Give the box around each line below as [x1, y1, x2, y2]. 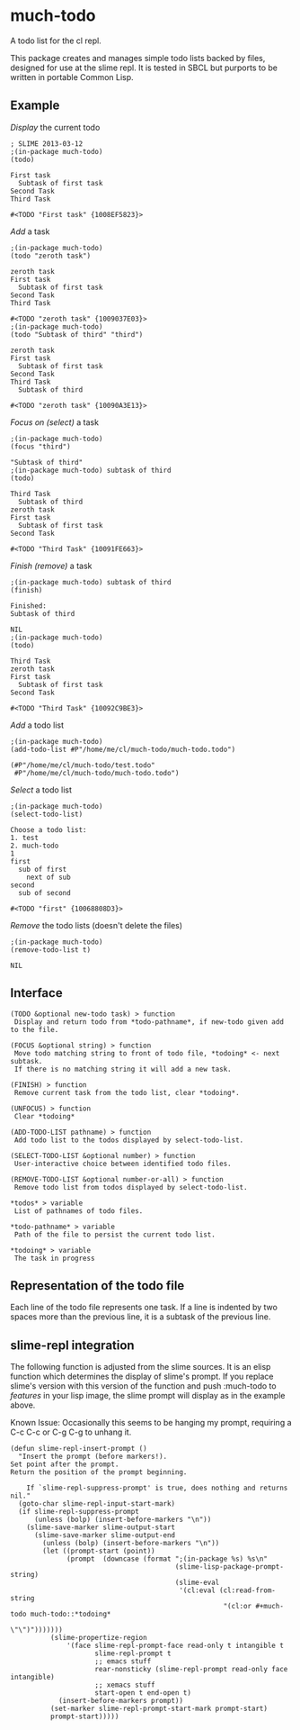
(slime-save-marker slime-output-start [26, 1523, 176, 1532]
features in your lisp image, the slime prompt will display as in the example [10, 1390, 286, 1401]
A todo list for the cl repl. [10, 35, 101, 46]
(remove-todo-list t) [10, 945, 92, 955]
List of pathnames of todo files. [13, 1206, 144, 1216]
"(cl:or [223, 1602, 252, 1611]
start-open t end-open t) [94, 1689, 192, 1698]
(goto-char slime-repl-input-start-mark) [18, 1499, 176, 1508]
